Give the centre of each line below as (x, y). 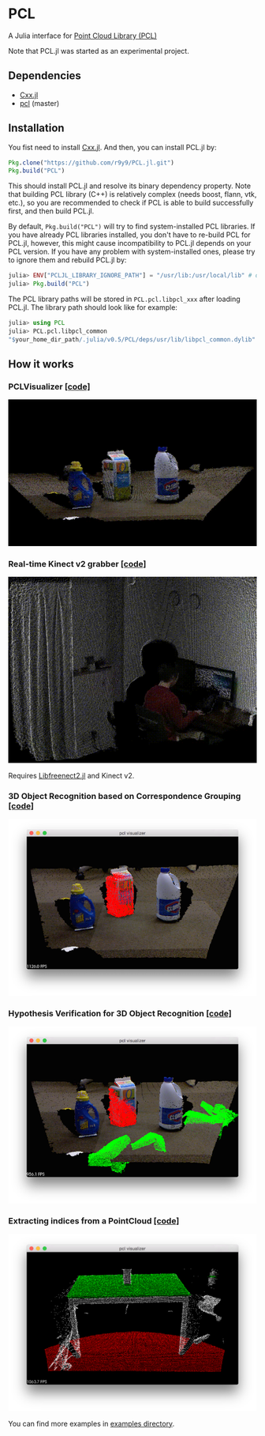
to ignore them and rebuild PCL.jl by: (67, 260)
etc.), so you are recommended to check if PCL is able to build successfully (131, 203)
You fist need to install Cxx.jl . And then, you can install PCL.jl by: (112, 147)
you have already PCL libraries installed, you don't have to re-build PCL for (129, 235)
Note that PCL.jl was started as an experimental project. (99, 51)
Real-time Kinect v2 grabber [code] (77, 563)
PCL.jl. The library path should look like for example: (93, 307)
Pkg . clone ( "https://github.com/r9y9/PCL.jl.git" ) (91, 163)
